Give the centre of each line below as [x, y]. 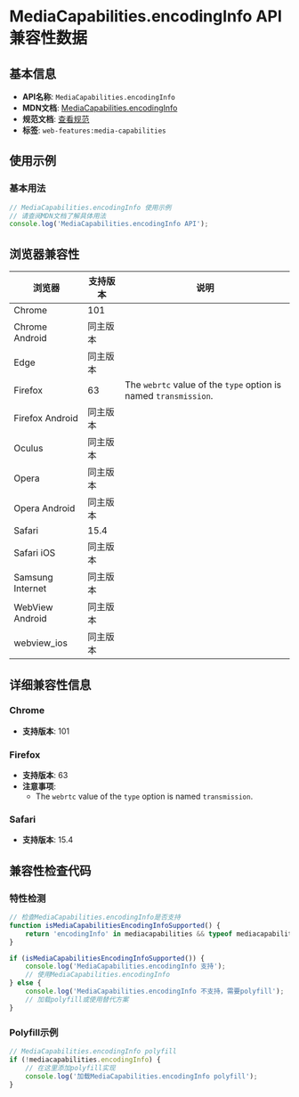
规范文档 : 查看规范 [56, 119]
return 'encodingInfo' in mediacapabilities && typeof [129, 934]
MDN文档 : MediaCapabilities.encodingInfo [100, 108]
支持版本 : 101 [45, 731]
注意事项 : [39, 786]
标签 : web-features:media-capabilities [94, 130]
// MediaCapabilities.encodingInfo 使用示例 [90, 207]
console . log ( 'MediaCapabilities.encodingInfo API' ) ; [109, 224]
